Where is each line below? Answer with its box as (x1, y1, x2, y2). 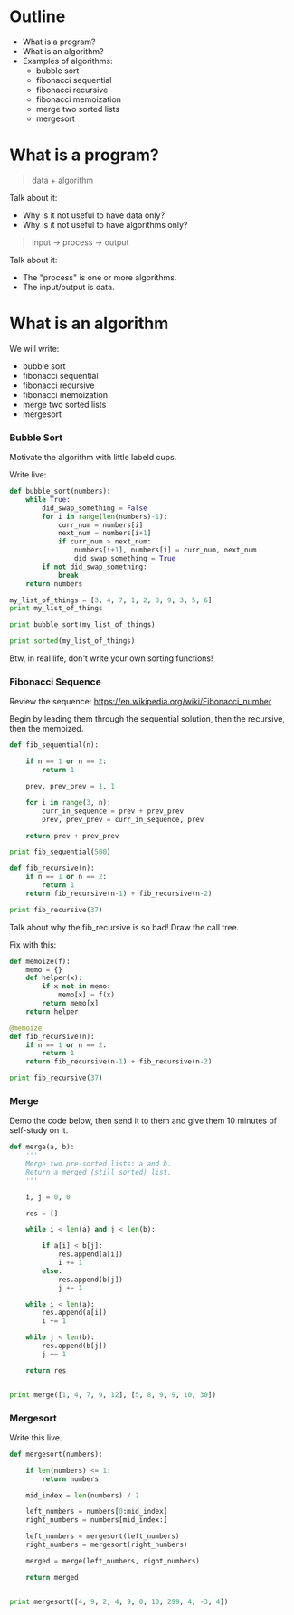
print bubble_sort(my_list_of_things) (9, 620, 156, 629)
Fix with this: (9, 939, 57, 950)
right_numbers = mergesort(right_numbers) (25, 1540, 188, 1549)
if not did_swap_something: (42, 562, 147, 571)
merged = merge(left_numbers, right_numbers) (25, 1556, 201, 1565)
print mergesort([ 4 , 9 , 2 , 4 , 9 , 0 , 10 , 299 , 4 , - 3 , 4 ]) (9, 1597, 229, 1606)
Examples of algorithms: (22, 55, 113, 66)
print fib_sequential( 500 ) (9, 847, 111, 856)
